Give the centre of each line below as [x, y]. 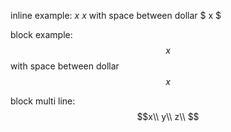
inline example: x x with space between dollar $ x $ [116, 15]
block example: [41, 34]
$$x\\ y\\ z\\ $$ [168, 116]
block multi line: [43, 101]
